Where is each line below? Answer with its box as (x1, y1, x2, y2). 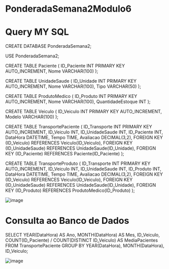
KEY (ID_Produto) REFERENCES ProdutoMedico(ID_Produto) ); (5, 187, 135, 193)
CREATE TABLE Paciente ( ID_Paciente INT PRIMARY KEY (5, 63, 125, 69)
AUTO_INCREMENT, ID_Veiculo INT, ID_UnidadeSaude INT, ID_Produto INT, (5, 166, 161, 172)
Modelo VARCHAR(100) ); (5, 114, 59, 120)
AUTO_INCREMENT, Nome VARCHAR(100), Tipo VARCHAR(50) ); (5, 83, 141, 89)
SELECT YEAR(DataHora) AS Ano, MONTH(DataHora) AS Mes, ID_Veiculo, (5, 232, 160, 238)
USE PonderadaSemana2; (5, 53, 59, 59)
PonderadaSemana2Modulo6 (5, 3, 132, 15)
